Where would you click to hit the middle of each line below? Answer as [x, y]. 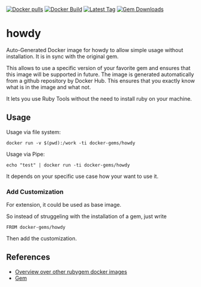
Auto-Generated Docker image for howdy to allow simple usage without [95, 50]
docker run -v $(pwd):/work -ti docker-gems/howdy [71, 143]
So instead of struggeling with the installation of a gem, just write [86, 216]
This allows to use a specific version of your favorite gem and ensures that [98, 68]
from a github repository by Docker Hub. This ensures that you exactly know [100, 80]
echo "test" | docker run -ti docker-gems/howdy [68, 165]
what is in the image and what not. [49, 87]
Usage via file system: [34, 132]
